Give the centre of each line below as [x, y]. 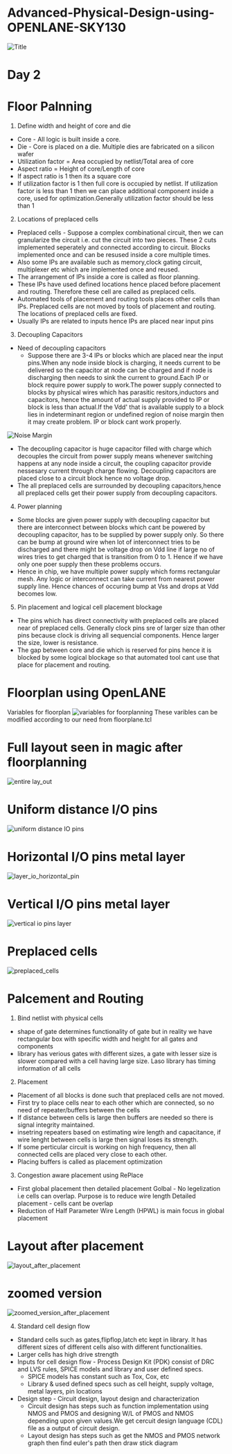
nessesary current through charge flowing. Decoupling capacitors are [117, 471]
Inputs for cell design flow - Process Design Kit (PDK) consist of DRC [116, 1362]
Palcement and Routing [75, 998]
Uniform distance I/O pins [82, 810]
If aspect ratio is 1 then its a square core [74, 176]
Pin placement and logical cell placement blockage [90, 607]
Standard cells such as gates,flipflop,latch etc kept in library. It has [112, 1339]
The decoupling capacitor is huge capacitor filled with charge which [114, 449]
